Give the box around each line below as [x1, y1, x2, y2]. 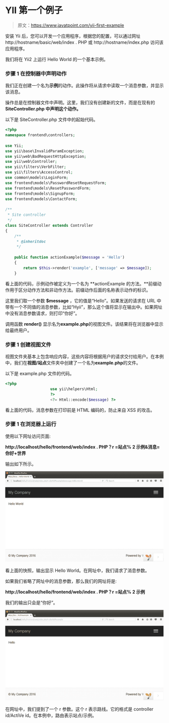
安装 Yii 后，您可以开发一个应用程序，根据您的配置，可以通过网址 [5, 33, 141, 39]
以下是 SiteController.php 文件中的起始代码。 [5, 116, 98, 123]
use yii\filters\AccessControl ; [5, 170, 73, 175]
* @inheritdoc [16, 239, 46, 244]
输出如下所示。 [5, 461, 36, 467]
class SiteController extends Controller [5, 223, 94, 228]
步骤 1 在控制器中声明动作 [5, 70, 67, 77]
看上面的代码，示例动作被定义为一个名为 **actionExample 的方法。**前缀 [5, 280, 157, 286]
